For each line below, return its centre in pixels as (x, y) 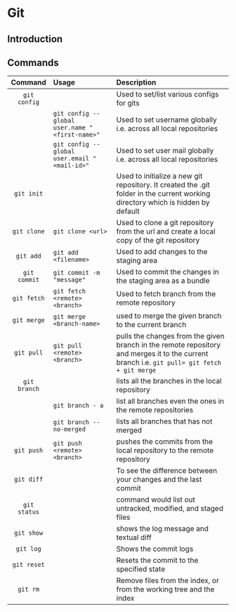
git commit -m (77, 273)
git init (28, 194)
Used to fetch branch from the (166, 294)
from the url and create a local (166, 231)
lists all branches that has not (164, 421)
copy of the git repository (158, 241)
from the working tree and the (165, 589)
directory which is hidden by (163, 203)
